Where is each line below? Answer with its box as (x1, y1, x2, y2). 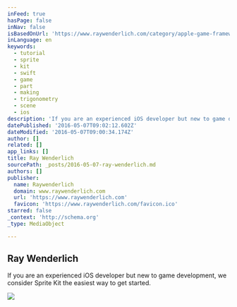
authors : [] (7, 167, 42, 175)
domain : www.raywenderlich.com (13, 188, 106, 195)
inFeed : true (7, 10, 46, 18)
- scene (13, 102, 37, 109)
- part (13, 83, 33, 90)
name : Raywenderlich (13, 181, 74, 188)
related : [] (7, 142, 42, 149)
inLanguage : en (7, 37, 52, 44)
